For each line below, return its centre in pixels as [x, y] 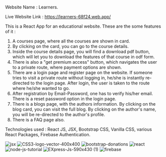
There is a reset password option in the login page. [64, 99]
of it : [10, 31]
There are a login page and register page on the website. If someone [82, 73]
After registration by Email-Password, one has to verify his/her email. [83, 94]
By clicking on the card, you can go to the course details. [70, 46]
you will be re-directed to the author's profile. [59, 115]
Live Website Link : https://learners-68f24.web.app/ [58, 17]
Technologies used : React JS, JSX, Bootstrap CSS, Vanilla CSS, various [79, 129]
